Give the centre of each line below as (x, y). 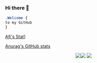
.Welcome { (16, 18)
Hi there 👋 (17, 8)
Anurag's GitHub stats (28, 46)
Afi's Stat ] (15, 36)
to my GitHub (19, 23)
